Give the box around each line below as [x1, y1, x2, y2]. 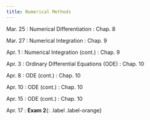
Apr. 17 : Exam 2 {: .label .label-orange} [6, 106, 102, 114]
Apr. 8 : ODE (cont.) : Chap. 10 [6, 71, 81, 79]
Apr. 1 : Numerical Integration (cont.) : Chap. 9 [6, 49, 120, 56]
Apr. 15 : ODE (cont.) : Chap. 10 [6, 95, 83, 102]
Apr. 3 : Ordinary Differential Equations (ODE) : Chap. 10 [6, 60, 145, 67]
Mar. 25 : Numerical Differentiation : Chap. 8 [6, 25, 116, 32]
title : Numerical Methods [6, 8, 71, 15]
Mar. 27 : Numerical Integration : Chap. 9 [6, 37, 107, 44]
